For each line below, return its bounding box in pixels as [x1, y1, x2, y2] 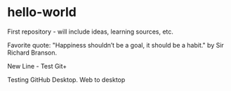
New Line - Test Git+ [7, 62, 67, 70]
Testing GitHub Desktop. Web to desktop [7, 75, 126, 84]
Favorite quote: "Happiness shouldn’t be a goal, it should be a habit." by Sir [7, 41, 225, 49]
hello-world [7, 4, 77, 20]
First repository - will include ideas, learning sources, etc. [7, 27, 174, 36]
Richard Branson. [7, 48, 58, 57]
